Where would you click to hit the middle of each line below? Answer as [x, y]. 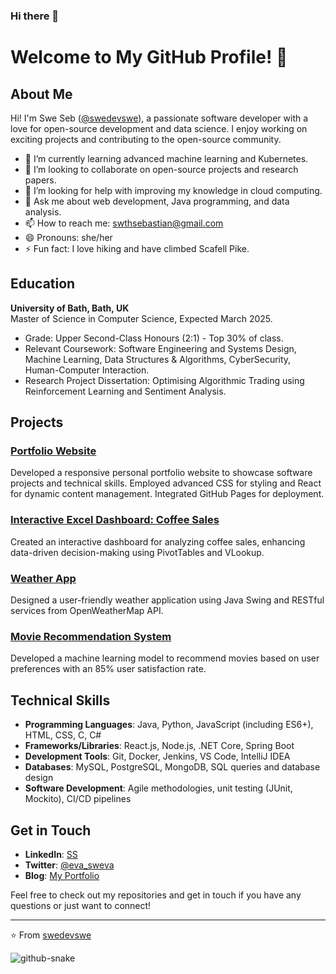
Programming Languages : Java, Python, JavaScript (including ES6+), [169, 725]
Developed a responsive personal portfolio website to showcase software [161, 473]
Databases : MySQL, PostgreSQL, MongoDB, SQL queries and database [172, 767]
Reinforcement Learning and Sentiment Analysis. [125, 391]
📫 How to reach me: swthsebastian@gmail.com [124, 223]
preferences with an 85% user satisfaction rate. [108, 669]
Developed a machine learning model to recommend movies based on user [165, 658]
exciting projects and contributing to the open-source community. [146, 139]
